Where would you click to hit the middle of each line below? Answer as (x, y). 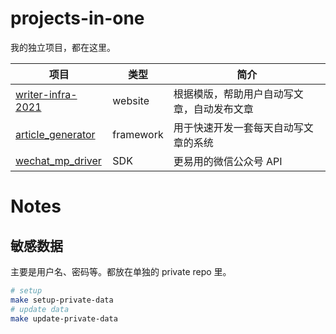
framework (138, 134)
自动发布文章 (223, 109)
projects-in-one (77, 18)
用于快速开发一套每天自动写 (238, 127)
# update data (40, 309)
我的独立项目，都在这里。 (63, 47)
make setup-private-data (62, 300)
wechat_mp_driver (58, 160)
